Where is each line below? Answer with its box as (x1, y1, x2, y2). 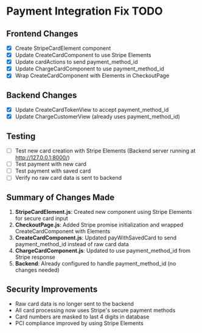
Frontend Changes (6, 29, 78, 39)
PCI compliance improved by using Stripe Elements (15, 319, 144, 326)
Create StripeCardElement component (15, 44, 111, 52)
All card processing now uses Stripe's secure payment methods (15, 306, 176, 314)
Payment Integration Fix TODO (6, 4, 163, 18)
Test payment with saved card (15, 167, 91, 174)
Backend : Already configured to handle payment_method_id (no (15, 260, 176, 267)
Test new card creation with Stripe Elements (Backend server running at (15, 147, 196, 154)
